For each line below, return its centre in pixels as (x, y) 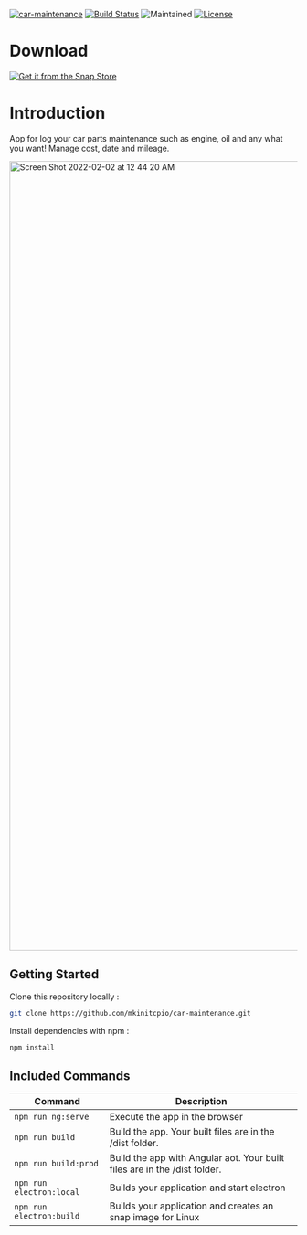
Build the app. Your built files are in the (192, 1132)
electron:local (47, 1193)
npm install (32, 1047)
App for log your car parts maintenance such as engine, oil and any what (146, 138)
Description (201, 1102)
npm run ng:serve (52, 1117)
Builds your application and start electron (197, 1187)
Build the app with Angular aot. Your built (197, 1158)
